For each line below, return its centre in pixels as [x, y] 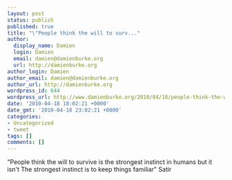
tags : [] [20, 136]
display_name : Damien [45, 46]
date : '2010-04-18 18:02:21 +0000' [58, 104]
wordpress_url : [29, 98]
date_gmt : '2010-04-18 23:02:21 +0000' [65, 110]
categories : [24, 116]
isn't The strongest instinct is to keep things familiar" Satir [89, 170]
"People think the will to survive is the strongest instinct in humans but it [110, 162]
